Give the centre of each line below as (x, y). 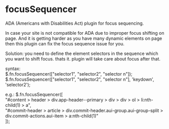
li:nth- (147, 100)
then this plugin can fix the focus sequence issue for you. (65, 43)
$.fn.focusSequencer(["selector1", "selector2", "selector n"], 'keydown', (80, 79)
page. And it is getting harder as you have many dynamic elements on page (84, 38)
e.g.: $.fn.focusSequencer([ (34, 94)
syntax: (13, 69)
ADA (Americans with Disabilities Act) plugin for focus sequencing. (75, 23)
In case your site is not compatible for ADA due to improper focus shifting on (85, 33)
